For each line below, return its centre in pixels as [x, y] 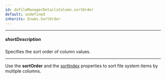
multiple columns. [23, 71]
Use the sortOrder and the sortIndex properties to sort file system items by [82, 66]
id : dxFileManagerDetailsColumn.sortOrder [49, 10]
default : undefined [25, 14]
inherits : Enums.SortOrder [33, 19]
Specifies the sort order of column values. [48, 52]
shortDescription [23, 39]
